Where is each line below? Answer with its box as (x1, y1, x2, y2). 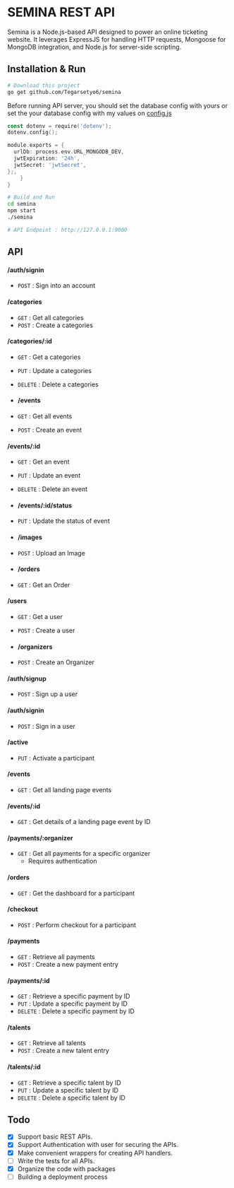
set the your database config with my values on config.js (7, 109, 172, 117)
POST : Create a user (17, 626, 75, 635)
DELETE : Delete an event (17, 485, 88, 493)
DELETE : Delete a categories (17, 380, 99, 389)
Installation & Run (7, 63, 86, 75)
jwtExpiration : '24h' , (13, 155, 80, 162)
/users (7, 596, 27, 605)
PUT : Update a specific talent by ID (17, 1086, 118, 1094)
